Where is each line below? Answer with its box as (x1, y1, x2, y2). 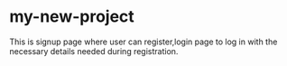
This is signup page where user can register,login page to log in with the (9, 36, 278, 47)
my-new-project (9, 6, 135, 27)
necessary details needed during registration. (9, 45, 179, 56)
